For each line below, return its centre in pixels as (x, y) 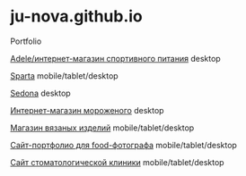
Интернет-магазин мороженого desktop (87, 110)
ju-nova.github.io (76, 17)
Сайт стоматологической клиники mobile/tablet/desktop (117, 162)
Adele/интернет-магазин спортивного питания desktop (115, 58)
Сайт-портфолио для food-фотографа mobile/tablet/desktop (123, 145)
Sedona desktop (40, 93)
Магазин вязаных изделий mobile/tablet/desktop (102, 128)
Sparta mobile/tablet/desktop (65, 75)
